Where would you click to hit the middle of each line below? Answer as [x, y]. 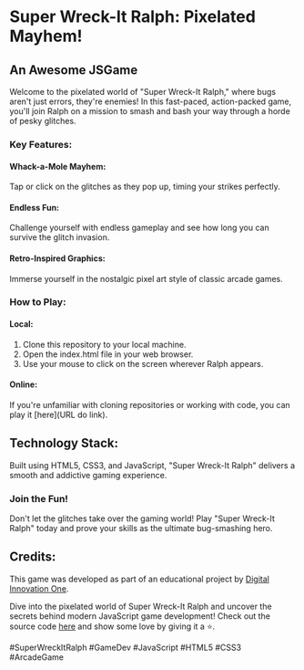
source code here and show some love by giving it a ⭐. [112, 626]
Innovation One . [39, 588]
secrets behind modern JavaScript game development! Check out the [140, 616]
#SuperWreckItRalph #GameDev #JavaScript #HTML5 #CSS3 [126, 647]
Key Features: [41, 144]
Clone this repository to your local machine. [104, 344]
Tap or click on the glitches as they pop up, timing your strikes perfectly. [145, 187]
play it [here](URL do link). [59, 414]
